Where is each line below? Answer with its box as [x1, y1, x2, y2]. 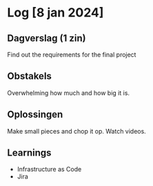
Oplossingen [7, 109, 63, 121]
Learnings [7, 147, 52, 159]
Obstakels [7, 70, 52, 82]
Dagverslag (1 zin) [7, 32, 86, 44]
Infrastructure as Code [17, 165, 82, 174]
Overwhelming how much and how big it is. [7, 88, 130, 97]
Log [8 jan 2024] [7, 5, 104, 21]
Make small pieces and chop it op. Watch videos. [7, 127, 146, 135]
